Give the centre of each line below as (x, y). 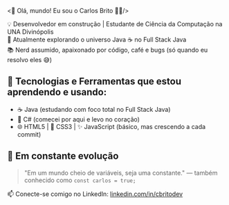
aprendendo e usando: (57, 92)
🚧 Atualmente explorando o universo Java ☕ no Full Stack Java (97, 39)
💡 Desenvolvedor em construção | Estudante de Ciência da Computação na (115, 24)
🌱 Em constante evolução (63, 156)
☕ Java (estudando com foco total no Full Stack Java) (94, 109)
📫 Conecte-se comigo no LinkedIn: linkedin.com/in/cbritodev (95, 194)
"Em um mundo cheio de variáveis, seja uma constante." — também (121, 173)
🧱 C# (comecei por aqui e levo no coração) (79, 119)
